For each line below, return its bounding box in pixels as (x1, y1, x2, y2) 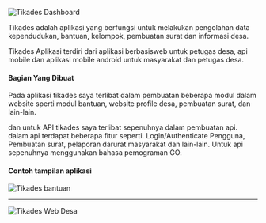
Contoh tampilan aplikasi (8, 166, 93, 176)
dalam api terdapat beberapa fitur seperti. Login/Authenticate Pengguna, (8, 131, 245, 141)
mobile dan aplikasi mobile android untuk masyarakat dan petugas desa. (8, 55, 244, 64)
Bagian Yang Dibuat (8, 73, 74, 82)
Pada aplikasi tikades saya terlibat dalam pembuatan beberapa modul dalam (8, 91, 257, 100)
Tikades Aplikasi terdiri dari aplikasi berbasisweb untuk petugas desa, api (8, 47, 248, 55)
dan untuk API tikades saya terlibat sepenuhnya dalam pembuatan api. (8, 123, 238, 132)
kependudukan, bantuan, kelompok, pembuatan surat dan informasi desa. (8, 32, 249, 40)
